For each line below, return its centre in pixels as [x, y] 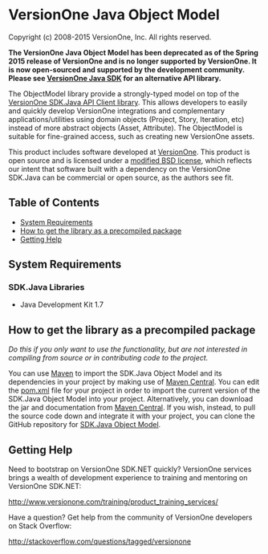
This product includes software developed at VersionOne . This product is [129, 152]
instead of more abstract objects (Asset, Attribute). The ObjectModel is [126, 128]
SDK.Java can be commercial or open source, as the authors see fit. [121, 177]
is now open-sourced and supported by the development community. [126, 69]
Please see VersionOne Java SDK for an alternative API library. [115, 78]
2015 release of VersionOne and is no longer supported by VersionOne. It [132, 61]
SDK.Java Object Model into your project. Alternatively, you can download [131, 399]
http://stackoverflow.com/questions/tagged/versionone [99, 542]
